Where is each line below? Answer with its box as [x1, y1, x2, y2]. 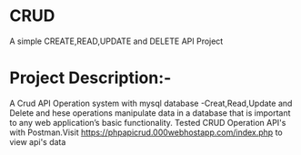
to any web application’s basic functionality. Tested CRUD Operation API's [9, 117, 286, 128]
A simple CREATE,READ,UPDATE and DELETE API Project [9, 36, 224, 46]
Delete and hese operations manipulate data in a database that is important [9, 107, 291, 119]
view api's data [9, 136, 66, 147]
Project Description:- [9, 67, 172, 88]
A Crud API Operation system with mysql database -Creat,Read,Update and [9, 98, 293, 108]
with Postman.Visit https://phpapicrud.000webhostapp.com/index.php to [9, 127, 284, 138]
